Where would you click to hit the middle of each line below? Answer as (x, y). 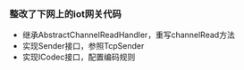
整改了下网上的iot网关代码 (66, 13)
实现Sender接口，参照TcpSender (83, 46)
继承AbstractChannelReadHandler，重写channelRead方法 (128, 35)
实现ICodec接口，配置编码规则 (79, 57)
